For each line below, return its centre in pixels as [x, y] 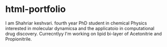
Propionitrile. [19, 39]
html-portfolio [36, 9]
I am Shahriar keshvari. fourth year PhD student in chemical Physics [76, 23]
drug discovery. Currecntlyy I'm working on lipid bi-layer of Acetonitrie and [84, 33]
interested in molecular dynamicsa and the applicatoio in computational [80, 28]
